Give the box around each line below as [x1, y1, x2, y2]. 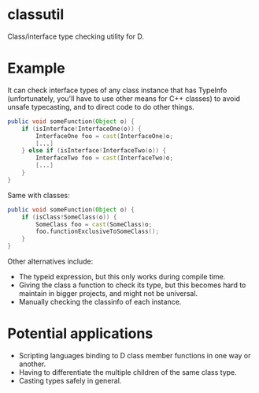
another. [18, 359, 46, 369]
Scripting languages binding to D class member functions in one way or [18, 350, 251, 360]
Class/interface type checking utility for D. [7, 32, 145, 41]
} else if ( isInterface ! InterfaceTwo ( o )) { [21, 147, 167, 155]
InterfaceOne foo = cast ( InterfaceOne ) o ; [35, 132, 174, 140]
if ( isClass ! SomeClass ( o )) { [21, 213, 117, 221]
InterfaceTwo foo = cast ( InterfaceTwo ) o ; [35, 154, 174, 163]
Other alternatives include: [7, 256, 94, 266]
